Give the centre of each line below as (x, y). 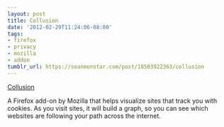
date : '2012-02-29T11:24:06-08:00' (60, 27)
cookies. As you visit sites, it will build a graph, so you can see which (108, 108)
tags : (15, 34)
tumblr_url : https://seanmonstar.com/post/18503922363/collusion (106, 67)
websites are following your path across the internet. (84, 116)
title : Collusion (33, 21)
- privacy (22, 47)
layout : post (27, 14)
